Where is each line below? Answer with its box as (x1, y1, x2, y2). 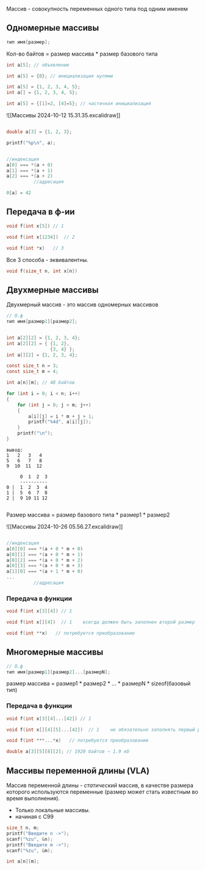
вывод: (6, 447, 23, 453)
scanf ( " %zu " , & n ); (6, 836, 53, 842)
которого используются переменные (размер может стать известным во (6, 788, 198, 796)
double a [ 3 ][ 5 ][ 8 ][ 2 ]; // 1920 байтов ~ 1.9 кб (6, 749, 130, 755)
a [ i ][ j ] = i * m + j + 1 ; (28, 413, 95, 419)
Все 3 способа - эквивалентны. (6, 256, 88, 263)
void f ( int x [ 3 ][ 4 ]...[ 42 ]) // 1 (6, 716, 92, 722)
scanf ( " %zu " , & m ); (6, 847, 53, 854)
